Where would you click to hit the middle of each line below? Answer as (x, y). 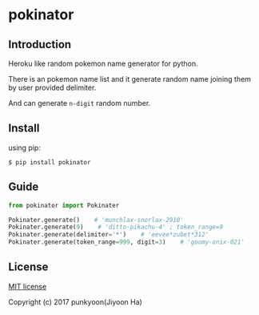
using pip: (25, 147)
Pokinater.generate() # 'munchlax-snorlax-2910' (96, 220)
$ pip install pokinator (50, 162)
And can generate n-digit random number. (80, 103)
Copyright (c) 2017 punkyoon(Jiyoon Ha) (75, 301)
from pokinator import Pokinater (64, 205)
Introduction (40, 44)
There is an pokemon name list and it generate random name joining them (130, 79)
